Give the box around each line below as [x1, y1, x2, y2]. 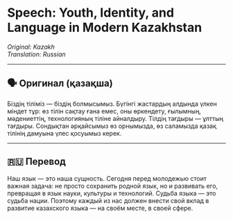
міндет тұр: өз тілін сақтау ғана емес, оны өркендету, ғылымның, [7, 106, 202, 115]
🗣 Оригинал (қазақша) [7, 78, 113, 90]
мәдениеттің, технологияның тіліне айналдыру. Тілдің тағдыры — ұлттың [7, 114, 224, 122]
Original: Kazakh [7, 42, 55, 51]
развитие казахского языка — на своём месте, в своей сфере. [7, 204, 193, 212]
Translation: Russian [7, 50, 66, 58]
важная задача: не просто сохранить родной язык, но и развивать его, [7, 181, 218, 190]
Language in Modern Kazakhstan [7, 19, 202, 35]
